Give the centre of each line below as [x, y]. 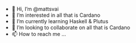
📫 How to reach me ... [39, 34]
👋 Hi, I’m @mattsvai [35, 9]
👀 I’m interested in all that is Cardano [56, 15]
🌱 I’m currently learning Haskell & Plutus [60, 21]
